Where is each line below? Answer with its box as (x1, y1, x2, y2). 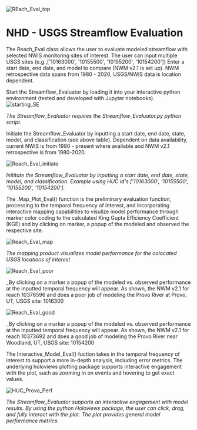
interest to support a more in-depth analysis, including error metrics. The (6, 356, 183, 363)
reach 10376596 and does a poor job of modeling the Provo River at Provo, (6, 291, 187, 298)
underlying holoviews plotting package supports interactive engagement (6, 363, 182, 370)
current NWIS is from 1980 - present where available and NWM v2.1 (6, 142, 170, 150)
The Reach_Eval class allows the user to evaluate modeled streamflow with (6, 45, 188, 52)
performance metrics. (6, 417, 59, 424)
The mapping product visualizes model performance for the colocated (6, 249, 177, 256)
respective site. (6, 227, 44, 234)
